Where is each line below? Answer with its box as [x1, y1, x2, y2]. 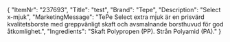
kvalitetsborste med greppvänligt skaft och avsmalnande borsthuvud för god [7, 20, 224, 28]
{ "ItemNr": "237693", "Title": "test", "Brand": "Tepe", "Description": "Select [7, 6, 221, 14]
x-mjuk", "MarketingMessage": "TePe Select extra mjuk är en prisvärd [7, 13, 205, 21]
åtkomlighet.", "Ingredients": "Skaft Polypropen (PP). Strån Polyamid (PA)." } [7, 27, 222, 35]
